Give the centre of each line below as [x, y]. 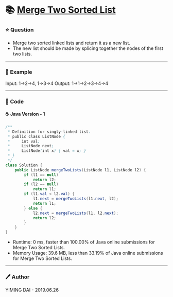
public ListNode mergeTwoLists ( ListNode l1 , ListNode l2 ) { [80, 170]
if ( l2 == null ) [41, 184]
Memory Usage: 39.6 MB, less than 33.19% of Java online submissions [88, 253]
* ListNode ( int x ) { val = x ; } [47, 151]
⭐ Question [20, 30]
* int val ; [24, 141]
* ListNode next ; [31, 146]
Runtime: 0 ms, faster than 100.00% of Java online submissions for [84, 242]
